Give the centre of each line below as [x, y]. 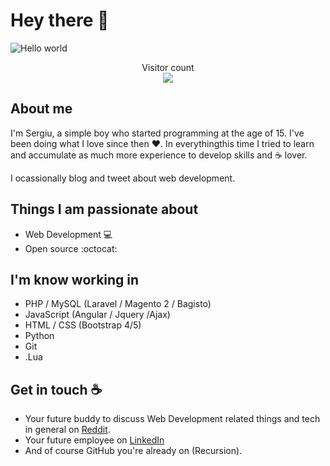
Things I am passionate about [104, 209]
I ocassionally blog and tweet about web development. [123, 178]
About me [41, 109]
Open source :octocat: [71, 248]
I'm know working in [75, 279]
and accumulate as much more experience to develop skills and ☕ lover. [159, 155]
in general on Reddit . [67, 430]
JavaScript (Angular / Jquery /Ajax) [97, 315]
